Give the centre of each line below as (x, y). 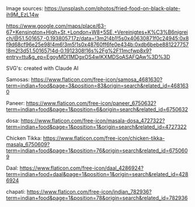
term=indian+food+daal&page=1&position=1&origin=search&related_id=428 (97, 174)
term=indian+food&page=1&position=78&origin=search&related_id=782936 (97, 198)
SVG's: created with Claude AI (42, 68)
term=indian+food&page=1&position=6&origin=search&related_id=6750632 (97, 109)
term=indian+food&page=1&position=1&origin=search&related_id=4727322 (96, 127)
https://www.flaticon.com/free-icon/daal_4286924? (82, 168)
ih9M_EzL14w (22, 15)
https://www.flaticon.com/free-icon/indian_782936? (89, 192)
